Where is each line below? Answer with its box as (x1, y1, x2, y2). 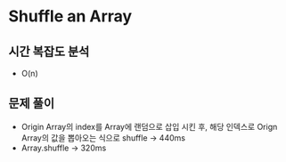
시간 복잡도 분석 (8, 44, 90, 59)
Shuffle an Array (8, 6, 133, 27)
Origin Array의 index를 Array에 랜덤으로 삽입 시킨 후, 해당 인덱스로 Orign (20, 121, 278, 132)
